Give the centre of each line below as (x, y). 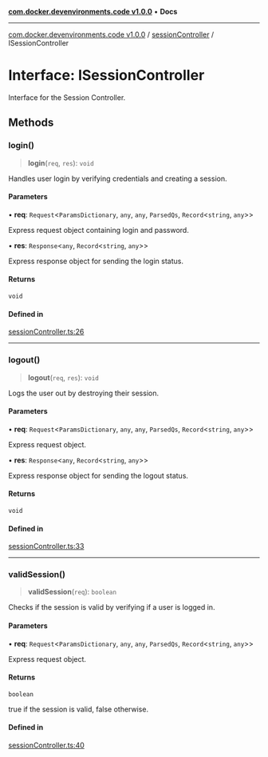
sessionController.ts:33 (46, 547)
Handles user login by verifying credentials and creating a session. (118, 178)
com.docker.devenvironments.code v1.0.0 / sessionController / (111, 34)
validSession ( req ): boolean (72, 592)
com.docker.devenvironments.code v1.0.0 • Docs (93, 12)
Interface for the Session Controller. (67, 97)
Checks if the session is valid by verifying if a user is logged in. (112, 607)
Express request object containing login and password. (99, 230)
